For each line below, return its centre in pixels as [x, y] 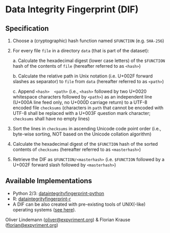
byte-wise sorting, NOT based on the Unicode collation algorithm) [82, 134]
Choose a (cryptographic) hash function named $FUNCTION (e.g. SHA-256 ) [88, 41]
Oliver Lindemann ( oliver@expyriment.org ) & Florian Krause [68, 220]
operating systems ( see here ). [44, 209]
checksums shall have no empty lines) [51, 119]
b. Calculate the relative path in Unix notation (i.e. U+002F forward [83, 76]
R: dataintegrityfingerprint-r [42, 199]
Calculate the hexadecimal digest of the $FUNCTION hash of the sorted [85, 144]
